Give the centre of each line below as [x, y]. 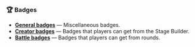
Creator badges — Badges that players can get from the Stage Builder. [102, 32]
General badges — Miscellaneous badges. [67, 25]
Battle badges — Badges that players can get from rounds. [87, 37]
